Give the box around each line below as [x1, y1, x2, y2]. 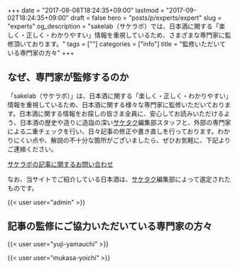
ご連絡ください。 [7, 145, 58, 153]
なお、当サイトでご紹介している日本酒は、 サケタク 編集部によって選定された [7, 175, 231, 183]
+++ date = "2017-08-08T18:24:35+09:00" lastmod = [7, 6, 165, 14]
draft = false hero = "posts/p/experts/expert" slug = [70, 13, 222, 22]
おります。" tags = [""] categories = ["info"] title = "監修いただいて [31, 40, 226, 48]
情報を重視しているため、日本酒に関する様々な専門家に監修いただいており [7, 100, 225, 109]
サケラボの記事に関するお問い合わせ [7, 160, 114, 168]
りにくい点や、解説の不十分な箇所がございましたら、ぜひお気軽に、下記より [7, 136, 231, 144]
